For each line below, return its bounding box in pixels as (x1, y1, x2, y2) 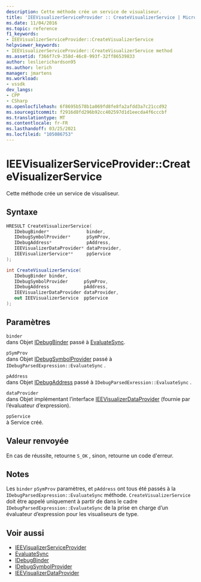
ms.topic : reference (6, 25, 58, 32)
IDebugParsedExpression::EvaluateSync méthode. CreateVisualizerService (6, 491, 191, 499)
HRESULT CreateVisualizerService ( (6, 223, 93, 229)
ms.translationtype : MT (6, 114, 66, 120)
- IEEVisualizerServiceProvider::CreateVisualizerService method (6, 48, 172, 54)
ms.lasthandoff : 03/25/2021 (6, 126, 77, 132)
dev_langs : (6, 87, 33, 93)
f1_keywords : (6, 31, 39, 37)
